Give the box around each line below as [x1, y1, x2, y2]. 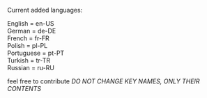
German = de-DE [7, 27, 56, 35]
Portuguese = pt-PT [7, 49, 65, 57]
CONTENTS [7, 85, 42, 92]
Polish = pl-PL [7, 42, 48, 49]
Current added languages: [7, 6, 83, 14]
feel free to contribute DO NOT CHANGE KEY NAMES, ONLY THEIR [7, 77, 200, 85]
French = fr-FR [7, 34, 50, 42]
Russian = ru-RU [7, 64, 54, 72]
